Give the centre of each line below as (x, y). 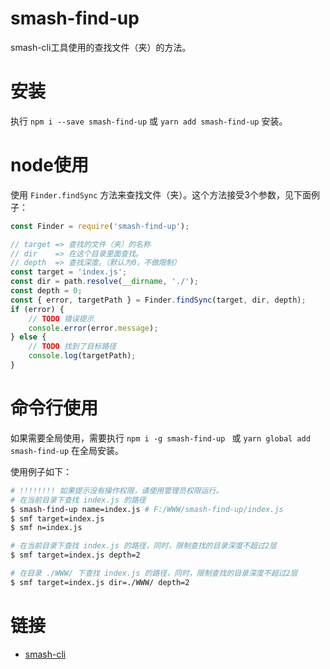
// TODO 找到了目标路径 (72, 347)
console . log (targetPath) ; (82, 356)
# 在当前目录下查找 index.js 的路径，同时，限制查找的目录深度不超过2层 (144, 546)
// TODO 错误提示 (61, 318)
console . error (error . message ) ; (93, 328)
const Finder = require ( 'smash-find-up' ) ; (100, 226)
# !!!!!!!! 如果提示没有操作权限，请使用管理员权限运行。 (117, 490)
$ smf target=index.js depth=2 (75, 555)
